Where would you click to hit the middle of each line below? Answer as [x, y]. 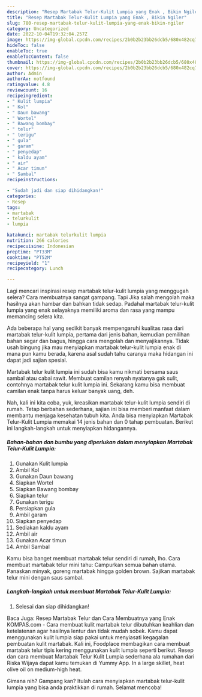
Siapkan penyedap [38, 521]
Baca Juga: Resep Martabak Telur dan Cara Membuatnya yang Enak [91, 618]
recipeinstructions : [33, 180]
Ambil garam [31, 515]
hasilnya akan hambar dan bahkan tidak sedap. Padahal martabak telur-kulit [100, 304]
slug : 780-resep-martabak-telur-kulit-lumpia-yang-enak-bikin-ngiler [96, 23]
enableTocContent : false [38, 57]
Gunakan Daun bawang [44, 477]
